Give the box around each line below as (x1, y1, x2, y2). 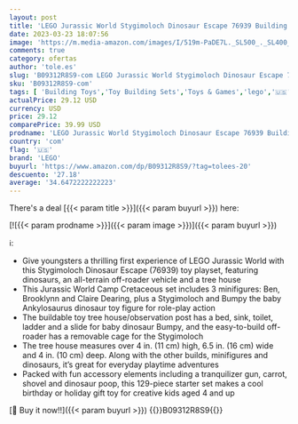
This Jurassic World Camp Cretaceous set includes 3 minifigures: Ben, (21, 284, 281, 294)
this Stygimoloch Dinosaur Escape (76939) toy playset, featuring (21, 265, 259, 276)
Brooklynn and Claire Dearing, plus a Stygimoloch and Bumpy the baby (21, 293, 282, 304)
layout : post (9, 12, 58, 22)
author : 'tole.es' (9, 63, 77, 72)
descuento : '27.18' (9, 170, 82, 179)
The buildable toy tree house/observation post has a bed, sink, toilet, (21, 312, 273, 323)
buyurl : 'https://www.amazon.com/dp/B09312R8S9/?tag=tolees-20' (9, 162, 252, 171)
